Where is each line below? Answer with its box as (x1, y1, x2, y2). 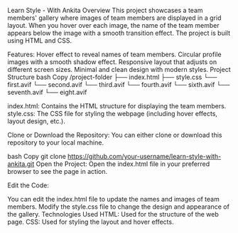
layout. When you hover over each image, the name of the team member (7, 21, 220, 29)
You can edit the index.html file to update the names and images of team (7, 195, 220, 203)
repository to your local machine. (7, 138, 104, 147)
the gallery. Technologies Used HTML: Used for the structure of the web (7, 210, 219, 218)
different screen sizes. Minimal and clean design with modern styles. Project (7, 66, 231, 73)
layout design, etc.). (7, 117, 65, 125)
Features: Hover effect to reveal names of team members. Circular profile (7, 50, 222, 58)
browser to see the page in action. (7, 167, 108, 175)
